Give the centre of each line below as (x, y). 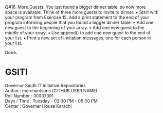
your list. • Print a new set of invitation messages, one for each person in (78, 38)
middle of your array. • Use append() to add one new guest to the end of (78, 33)
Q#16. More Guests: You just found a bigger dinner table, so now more (75, 7)
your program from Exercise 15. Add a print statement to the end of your (77, 17)
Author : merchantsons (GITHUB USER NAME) (51, 90)
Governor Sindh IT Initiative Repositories (45, 85)
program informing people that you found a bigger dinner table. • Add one (79, 22)
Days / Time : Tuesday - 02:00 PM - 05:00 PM (52, 101)
